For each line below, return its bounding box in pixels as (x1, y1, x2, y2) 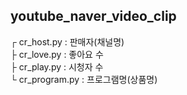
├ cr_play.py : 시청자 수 (10, 60, 104, 73)
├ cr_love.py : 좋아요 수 (10, 48, 104, 60)
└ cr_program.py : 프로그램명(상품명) (10, 73, 158, 85)
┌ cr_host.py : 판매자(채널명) (10, 35, 125, 48)
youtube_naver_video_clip (10, 8, 177, 25)
